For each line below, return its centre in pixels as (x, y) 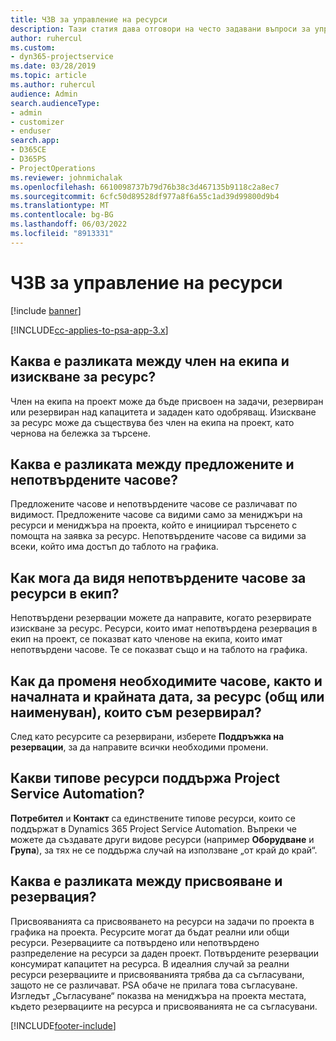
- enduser (31, 131)
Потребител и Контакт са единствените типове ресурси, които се (153, 818)
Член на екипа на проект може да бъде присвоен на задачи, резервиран (167, 401)
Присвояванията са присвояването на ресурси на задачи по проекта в (162, 921)
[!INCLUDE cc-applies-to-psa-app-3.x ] (89, 330)
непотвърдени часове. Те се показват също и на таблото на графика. (159, 650)
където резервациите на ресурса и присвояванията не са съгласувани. (164, 1006)
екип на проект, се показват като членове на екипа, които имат (146, 639)
